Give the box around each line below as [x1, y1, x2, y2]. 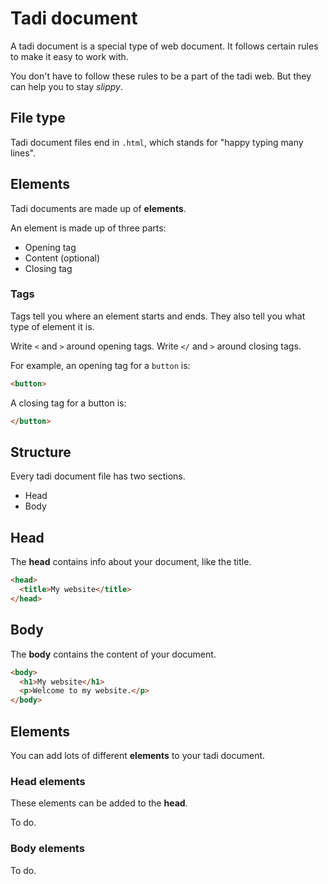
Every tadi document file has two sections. [10, 470, 186, 482]
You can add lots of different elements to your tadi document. [10, 749, 266, 761]
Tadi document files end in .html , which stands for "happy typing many [10, 136, 304, 148]
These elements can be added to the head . [10, 797, 188, 809]
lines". [10, 147, 37, 159]
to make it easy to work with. [10, 50, 129, 62]
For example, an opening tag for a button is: [10, 359, 191, 371]
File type [10, 110, 66, 127]
